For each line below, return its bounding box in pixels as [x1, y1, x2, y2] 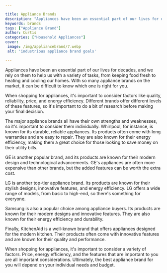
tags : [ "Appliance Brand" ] [5, 25, 61, 30]
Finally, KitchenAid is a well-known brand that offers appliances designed [5, 226, 156, 232]
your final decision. [5, 108, 45, 114]
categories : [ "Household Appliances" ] [5, 35, 85, 40]
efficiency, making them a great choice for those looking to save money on [5, 139, 158, 145]
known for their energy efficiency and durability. [5, 216, 104, 222]
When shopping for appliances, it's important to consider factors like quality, [5, 92, 162, 98]
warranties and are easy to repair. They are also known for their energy [5, 134, 151, 140]
